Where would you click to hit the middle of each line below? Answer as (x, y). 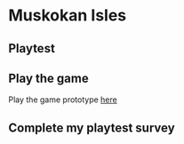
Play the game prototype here (63, 100)
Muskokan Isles (68, 16)
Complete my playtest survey (92, 128)
